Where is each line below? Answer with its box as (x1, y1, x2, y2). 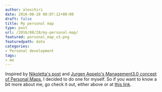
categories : (5, 44, 30, 49)
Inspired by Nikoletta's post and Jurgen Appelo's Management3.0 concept (5, 71, 157, 77)
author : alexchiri (5, 7, 43, 12)
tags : (5, 53, 16, 58)
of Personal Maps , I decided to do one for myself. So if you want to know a (5, 76, 157, 82)
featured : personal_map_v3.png (5, 35, 70, 40)
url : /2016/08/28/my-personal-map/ (5, 30, 79, 35)
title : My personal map (5, 21, 54, 26)
